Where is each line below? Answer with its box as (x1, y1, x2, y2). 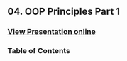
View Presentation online (7, 27, 96, 37)
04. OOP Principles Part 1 (7, 6, 121, 18)
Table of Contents (7, 46, 71, 56)
